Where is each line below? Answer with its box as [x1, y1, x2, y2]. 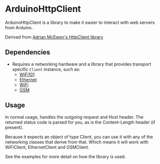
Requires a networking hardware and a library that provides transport [12, 61, 151, 67]
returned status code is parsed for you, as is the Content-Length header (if [5, 119, 156, 125]
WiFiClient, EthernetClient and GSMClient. [5, 144, 89, 150]
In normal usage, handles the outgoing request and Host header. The [5, 114, 144, 120]
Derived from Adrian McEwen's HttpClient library [5, 34, 103, 40]
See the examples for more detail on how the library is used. [5, 153, 126, 159]
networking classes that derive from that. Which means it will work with [5, 139, 149, 145]
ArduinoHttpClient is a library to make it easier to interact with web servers [5, 19, 155, 25]
